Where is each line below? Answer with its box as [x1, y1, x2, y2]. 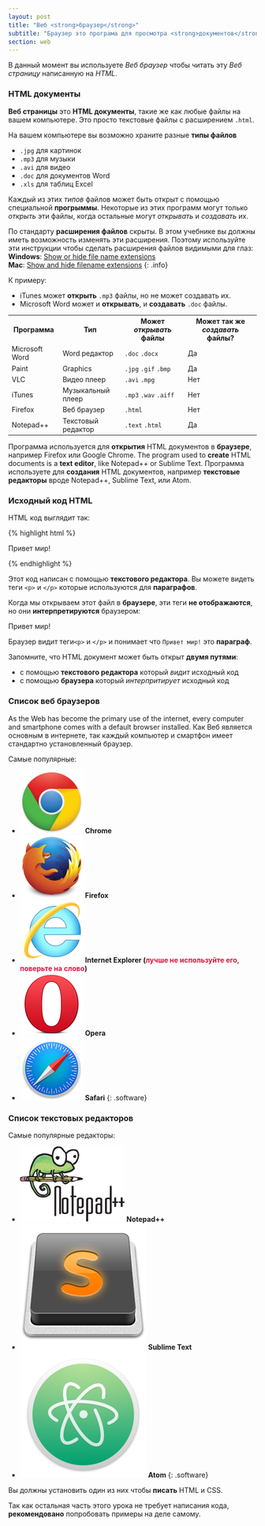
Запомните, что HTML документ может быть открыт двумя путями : [8, 652, 238, 662]
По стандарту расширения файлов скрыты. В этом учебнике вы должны [8, 226, 256, 236]
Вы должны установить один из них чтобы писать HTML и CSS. [8, 1485, 223, 1494]
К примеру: [8, 275, 47, 284]
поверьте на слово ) [19, 964, 88, 973]
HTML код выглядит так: [8, 513, 91, 523]
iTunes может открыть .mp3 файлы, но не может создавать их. [19, 291, 231, 300]
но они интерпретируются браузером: [8, 607, 140, 616]
